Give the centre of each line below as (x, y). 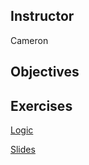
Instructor (42, 16)
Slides (23, 150)
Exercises (41, 105)
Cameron (29, 40)
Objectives (45, 72)
